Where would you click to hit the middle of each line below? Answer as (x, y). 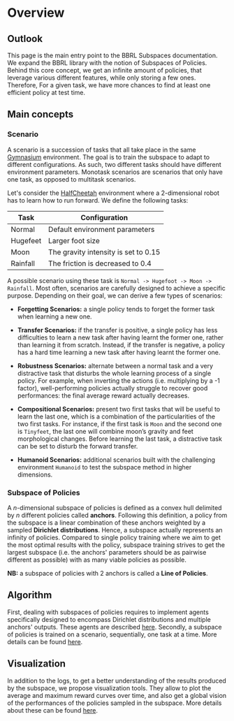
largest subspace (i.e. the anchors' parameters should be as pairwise (107, 552)
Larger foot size (74, 240)
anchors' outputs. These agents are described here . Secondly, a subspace (115, 627)
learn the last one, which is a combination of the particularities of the (116, 416)
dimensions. (35, 474)
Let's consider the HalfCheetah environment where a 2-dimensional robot (114, 193)
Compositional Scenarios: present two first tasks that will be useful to (119, 409)
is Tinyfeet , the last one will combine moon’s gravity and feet (105, 431)
